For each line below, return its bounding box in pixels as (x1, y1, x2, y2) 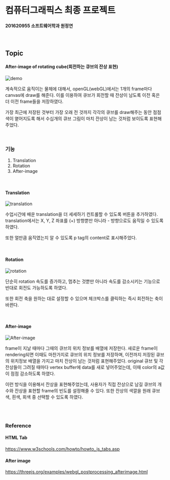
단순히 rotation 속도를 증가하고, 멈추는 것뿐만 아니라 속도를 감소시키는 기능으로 (5, 278, 160, 284)
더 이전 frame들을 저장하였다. (5, 98, 64, 104)
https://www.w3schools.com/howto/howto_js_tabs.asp (5, 446, 120, 452)
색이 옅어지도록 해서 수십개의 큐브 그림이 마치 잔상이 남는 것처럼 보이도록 (5, 115, 148, 122)
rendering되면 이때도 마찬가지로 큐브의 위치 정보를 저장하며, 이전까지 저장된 (5, 351, 155, 357)
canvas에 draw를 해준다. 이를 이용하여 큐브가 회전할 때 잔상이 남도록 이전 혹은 (5, 92, 160, 98)
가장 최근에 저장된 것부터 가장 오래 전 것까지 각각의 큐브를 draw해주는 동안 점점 (5, 109, 161, 115)
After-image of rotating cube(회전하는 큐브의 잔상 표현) (5, 64, 118, 70)
